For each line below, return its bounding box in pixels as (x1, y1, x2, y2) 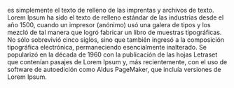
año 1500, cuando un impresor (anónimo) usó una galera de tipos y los (7, 21, 212, 29)
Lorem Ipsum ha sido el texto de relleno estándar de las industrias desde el (7, 13, 224, 22)
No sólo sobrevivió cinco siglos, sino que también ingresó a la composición (7, 36, 225, 44)
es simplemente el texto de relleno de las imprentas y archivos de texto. (7, 6, 215, 14)
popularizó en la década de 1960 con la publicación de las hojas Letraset (7, 50, 218, 59)
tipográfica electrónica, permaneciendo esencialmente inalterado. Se (7, 43, 207, 51)
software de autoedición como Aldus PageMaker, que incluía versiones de (7, 66, 221, 73)
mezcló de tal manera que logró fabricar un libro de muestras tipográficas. (7, 28, 222, 36)
